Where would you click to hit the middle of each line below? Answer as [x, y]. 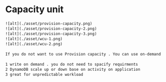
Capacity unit [34, 9]
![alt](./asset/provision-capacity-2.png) [51, 29]
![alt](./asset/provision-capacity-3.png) [51, 34]
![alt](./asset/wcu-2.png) [34, 44]
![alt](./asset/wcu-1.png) [34, 39]
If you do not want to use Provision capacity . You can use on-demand [83, 54]
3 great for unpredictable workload [44, 74]
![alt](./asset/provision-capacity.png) [49, 23]
